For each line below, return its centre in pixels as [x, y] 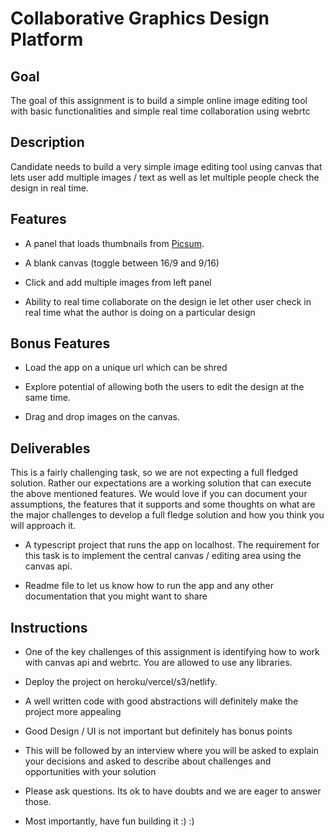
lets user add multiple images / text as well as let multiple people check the [165, 177]
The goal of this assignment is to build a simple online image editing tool [159, 100]
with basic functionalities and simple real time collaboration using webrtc [160, 111]
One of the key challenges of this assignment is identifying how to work [172, 652]
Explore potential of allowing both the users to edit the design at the [164, 387]
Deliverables [50, 448]
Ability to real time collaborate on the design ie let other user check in [168, 301]
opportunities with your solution [90, 772]
